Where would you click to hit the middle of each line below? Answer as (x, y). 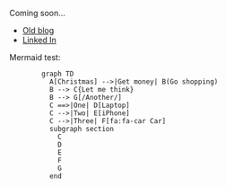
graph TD (58, 74)
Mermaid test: (35, 57)
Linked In (39, 40)
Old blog (38, 30)
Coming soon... (37, 13)
